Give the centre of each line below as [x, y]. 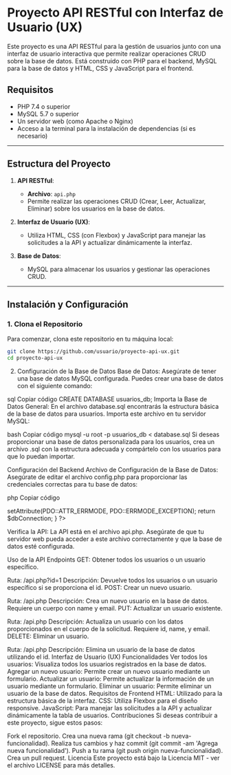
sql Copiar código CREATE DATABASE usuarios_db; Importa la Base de [107, 399]
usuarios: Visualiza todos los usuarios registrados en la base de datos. [107, 664]
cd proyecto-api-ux [35, 358]
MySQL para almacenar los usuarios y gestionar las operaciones [119, 269]
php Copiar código [34, 498]
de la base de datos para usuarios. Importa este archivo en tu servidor [107, 414]
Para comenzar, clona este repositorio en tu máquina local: [90, 339]
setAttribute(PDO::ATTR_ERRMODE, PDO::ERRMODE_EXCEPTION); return [111, 511]
